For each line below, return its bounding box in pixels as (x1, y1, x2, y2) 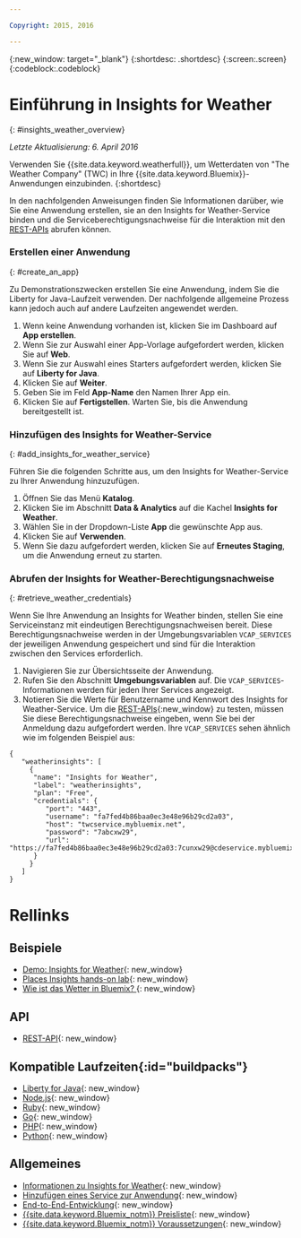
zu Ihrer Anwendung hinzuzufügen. (9, 476, 141, 487)
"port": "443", (45, 804, 102, 814)
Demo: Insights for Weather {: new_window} (21, 965, 184, 975)
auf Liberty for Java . (21, 368, 100, 378)
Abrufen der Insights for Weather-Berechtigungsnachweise (9, 573, 275, 585)
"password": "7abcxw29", (45, 828, 139, 837)
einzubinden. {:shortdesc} (64, 177, 161, 188)
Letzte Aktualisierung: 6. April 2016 (9, 141, 139, 152)
